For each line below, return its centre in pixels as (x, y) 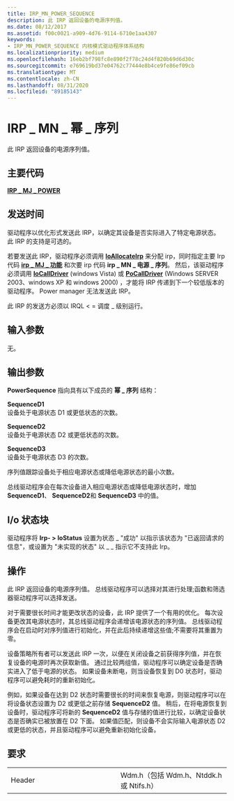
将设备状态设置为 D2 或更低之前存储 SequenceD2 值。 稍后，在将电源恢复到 (117, 703)
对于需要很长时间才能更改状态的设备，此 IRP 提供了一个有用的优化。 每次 (112, 612)
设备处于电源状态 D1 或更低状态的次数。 (64, 412)
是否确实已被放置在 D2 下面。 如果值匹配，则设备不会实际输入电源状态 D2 (119, 721)
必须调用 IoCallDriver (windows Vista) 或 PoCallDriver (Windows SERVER (113, 273)
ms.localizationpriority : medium (56, 53)
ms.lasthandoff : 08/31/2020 (48, 85)
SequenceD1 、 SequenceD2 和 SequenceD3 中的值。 (85, 496)
